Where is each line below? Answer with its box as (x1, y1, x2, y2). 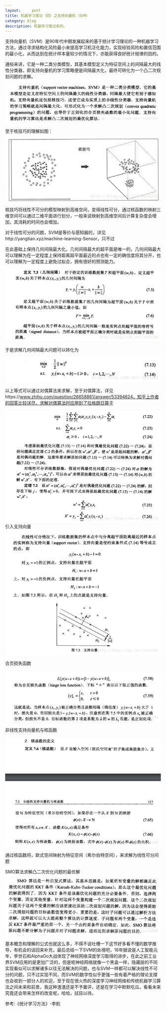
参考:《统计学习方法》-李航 (5, 1001, 61, 1007)
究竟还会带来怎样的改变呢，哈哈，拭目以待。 (5, 990, 96, 996)
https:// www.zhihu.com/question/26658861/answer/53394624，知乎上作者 (5, 393, 159, 400)
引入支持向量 (5, 523, 31, 529)
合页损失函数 (5, 660, 31, 667)
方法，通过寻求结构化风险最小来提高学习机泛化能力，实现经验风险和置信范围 (5, 44, 161, 50)
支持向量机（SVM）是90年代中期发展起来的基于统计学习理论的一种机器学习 (5, 39, 159, 44)
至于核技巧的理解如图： (5, 128, 53, 134)
